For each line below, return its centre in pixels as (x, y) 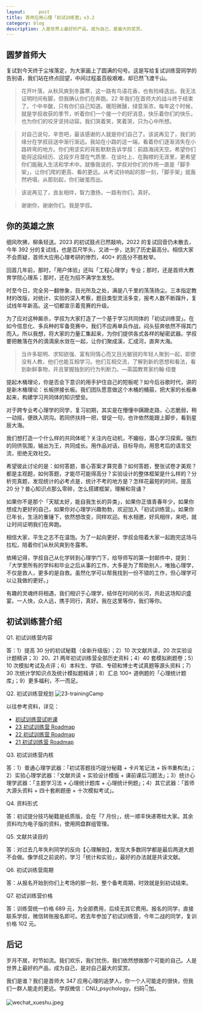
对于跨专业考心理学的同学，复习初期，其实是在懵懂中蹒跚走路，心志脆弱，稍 (101, 410)
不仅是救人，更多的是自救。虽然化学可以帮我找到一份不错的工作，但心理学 (99, 572)
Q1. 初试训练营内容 (30, 637)
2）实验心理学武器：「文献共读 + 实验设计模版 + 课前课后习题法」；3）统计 (98, 775)
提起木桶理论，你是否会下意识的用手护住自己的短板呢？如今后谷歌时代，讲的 (101, 382)
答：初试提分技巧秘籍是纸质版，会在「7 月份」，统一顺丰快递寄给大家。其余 (100, 816)
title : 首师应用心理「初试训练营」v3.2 (50, 18)
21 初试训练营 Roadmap (44, 742)
